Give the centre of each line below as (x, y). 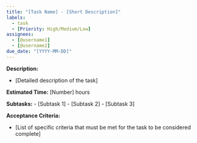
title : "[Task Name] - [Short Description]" (64, 12)
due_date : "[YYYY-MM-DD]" (39, 52)
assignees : (20, 35)
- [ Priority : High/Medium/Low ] (51, 29)
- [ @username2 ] (31, 46)
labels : (16, 18)
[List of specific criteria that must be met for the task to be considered (103, 127)
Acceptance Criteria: (33, 115)
